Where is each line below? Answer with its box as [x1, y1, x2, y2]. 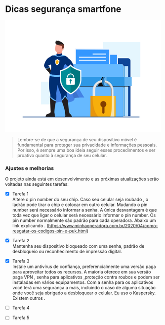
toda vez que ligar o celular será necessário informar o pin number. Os [12, 212, 156, 218]
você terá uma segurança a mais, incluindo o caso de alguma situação [12, 285, 156, 291]
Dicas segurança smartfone [5, 3, 122, 15]
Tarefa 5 [12, 315, 30, 321]
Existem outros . [12, 295, 45, 301]
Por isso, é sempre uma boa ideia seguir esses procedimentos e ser [17, 147, 156, 153]
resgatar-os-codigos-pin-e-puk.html [12, 228, 87, 234]
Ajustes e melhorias [5, 164, 54, 171]
